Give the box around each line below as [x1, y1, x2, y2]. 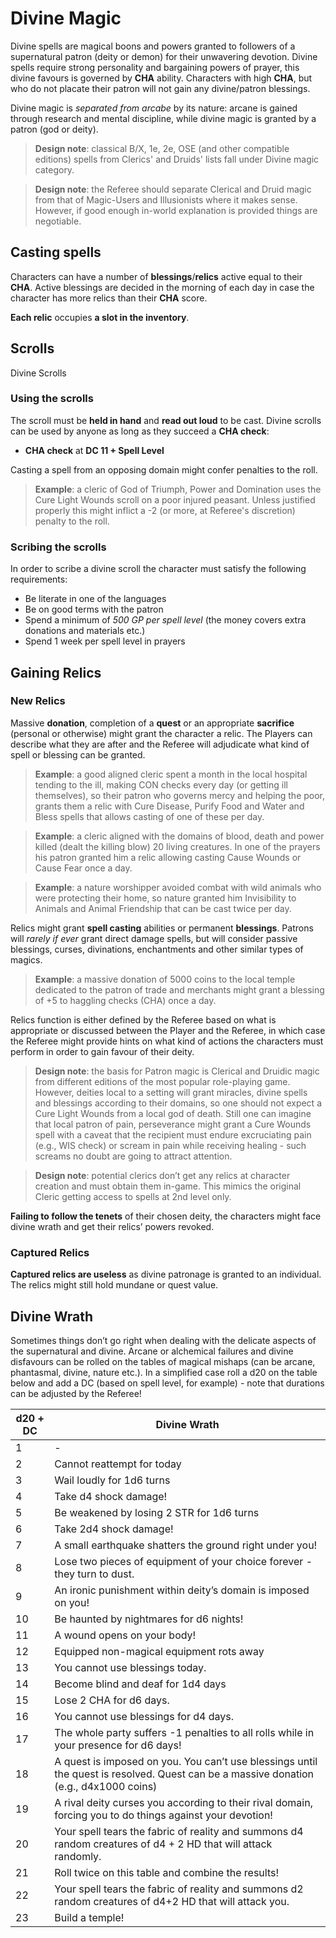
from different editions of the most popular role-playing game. [34, 1075, 291, 1087]
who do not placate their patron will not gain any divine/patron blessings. [10, 82, 311, 94]
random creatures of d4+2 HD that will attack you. [54, 1894, 290, 1908]
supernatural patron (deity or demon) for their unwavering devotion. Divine [10, 50, 318, 62]
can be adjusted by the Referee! [10, 1387, 142, 1399]
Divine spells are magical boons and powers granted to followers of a [10, 40, 296, 52]
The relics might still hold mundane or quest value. [10, 1279, 219, 1291]
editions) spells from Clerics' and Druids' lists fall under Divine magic [34, 153, 320, 165]
